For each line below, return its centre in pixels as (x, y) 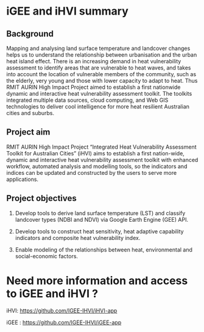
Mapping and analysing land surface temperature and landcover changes (98, 48)
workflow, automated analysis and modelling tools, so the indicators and (97, 166)
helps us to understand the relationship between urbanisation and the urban (102, 55)
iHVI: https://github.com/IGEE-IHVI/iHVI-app (62, 310)
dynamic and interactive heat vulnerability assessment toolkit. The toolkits (99, 94)
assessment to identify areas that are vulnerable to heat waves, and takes (99, 68)
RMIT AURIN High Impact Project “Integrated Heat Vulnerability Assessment (101, 147)
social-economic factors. (46, 256)
